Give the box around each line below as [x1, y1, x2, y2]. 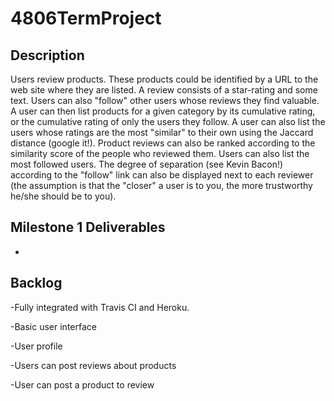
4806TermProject [10, 7, 162, 30]
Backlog [10, 275, 63, 292]
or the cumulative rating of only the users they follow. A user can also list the [10, 116, 326, 127]
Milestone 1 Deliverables [10, 219, 166, 236]
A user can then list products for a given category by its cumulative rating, [10, 105, 316, 117]
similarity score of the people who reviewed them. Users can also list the [10, 148, 310, 159]
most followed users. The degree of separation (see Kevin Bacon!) [10, 158, 284, 170]
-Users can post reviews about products [10, 359, 177, 371]
